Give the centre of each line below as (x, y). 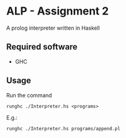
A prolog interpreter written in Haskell (53, 28)
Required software (42, 47)
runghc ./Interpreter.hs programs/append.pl (63, 128)
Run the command (29, 95)
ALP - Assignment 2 (58, 11)
